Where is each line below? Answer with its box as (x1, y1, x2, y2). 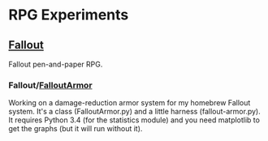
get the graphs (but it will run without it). (8, 124, 143, 134)
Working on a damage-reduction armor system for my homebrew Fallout (8, 98, 251, 108)
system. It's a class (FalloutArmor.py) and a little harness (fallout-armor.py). (8, 107, 262, 117)
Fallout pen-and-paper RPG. (8, 59, 103, 69)
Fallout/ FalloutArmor (8, 79, 93, 91)
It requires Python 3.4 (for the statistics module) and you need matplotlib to (8, 115, 260, 125)
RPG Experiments (8, 6, 129, 24)
